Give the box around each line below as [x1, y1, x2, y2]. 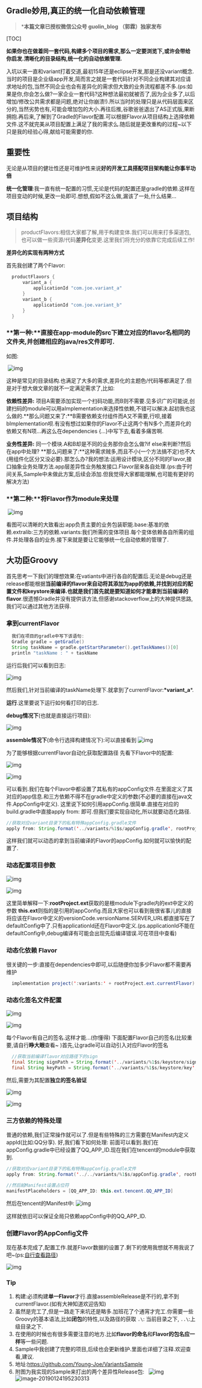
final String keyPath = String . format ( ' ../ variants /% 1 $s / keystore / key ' [11, 1064, 195, 1071]
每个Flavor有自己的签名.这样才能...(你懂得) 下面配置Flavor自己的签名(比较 [6, 1034, 188, 1041]
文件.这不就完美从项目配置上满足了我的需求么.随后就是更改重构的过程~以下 [6, 120, 192, 128]
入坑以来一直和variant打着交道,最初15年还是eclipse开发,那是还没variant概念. [6, 68, 194, 75]
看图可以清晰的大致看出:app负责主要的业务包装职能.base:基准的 [6, 521, 164, 529]
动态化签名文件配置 [6, 996, 62, 1004]
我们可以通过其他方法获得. [6, 602, 72, 610]
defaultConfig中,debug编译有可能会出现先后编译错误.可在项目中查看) [6, 929, 177, 937]
